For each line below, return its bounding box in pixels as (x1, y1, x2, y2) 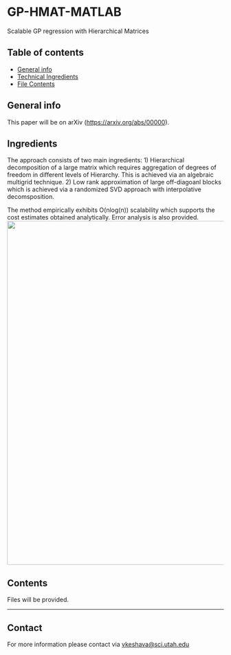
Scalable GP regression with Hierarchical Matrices (7, 27, 149, 35)
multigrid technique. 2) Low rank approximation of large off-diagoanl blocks (7, 178, 222, 186)
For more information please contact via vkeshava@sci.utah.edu (7, 641, 190, 648)
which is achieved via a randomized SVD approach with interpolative (7, 185, 201, 193)
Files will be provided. (7, 596, 69, 604)
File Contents (16, 80, 55, 88)
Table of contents (7, 47, 84, 58)
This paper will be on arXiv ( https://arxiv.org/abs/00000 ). (7, 118, 170, 126)
